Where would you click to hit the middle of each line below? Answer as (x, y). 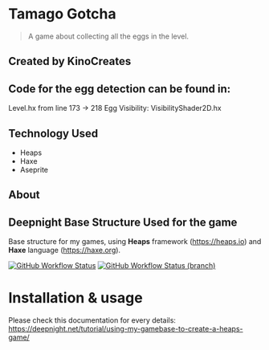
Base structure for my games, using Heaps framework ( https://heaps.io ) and (135, 242)
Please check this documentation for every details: (92, 320)
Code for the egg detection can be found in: (120, 89)
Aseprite (34, 169)
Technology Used (53, 133)
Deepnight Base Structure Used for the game (123, 222)
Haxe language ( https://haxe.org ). (65, 250)
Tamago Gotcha (62, 14)
